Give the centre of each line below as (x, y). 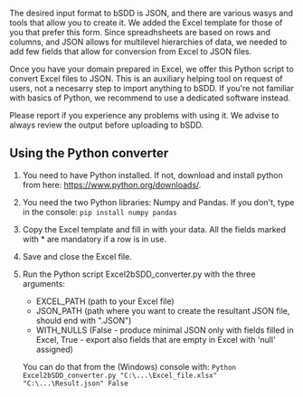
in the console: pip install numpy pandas (100, 212)
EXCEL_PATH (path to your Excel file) (105, 301)
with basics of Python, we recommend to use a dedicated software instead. (150, 98)
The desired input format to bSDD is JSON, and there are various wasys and (151, 13)
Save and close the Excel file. (77, 256)
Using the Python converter (89, 153)
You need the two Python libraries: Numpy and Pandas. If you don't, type (158, 202)
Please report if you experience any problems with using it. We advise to (144, 115)
